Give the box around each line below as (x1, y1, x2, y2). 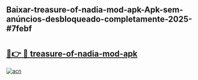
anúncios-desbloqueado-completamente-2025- (6, 14, 193, 25)
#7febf (6, 23, 32, 34)
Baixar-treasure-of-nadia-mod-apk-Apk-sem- (6, 5, 184, 15)
